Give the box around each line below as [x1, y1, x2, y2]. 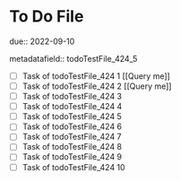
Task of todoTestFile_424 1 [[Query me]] [21, 70, 170, 82]
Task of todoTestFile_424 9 [21, 151, 123, 162]
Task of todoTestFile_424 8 [21, 142, 123, 152]
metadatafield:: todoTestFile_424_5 [9, 53, 138, 64]
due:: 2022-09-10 [9, 36, 75, 47]
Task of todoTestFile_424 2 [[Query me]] [21, 81, 172, 91]
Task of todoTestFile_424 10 [21, 161, 125, 172]
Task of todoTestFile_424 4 [21, 101, 123, 112]
